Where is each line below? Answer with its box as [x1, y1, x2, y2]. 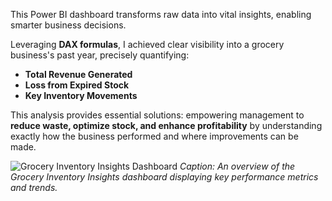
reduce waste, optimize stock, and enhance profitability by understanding [10, 120, 323, 131]
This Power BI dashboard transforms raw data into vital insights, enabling [10, 9, 312, 20]
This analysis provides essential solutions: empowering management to [10, 109, 305, 121]
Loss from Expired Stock [24, 79, 130, 91]
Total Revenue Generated [24, 69, 133, 80]
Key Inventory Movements [24, 90, 138, 101]
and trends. [10, 182, 58, 193]
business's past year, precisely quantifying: [10, 49, 190, 61]
